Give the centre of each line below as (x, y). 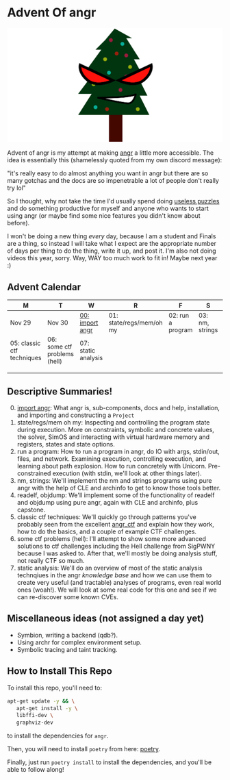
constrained (34, 473)
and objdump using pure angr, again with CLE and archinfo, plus (107, 503)
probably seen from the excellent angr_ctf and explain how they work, (115, 525)
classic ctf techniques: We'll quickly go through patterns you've (106, 517)
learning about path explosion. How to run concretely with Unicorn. (112, 466)
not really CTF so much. (51, 561)
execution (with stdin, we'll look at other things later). (127, 473)
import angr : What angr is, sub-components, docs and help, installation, (118, 408)
